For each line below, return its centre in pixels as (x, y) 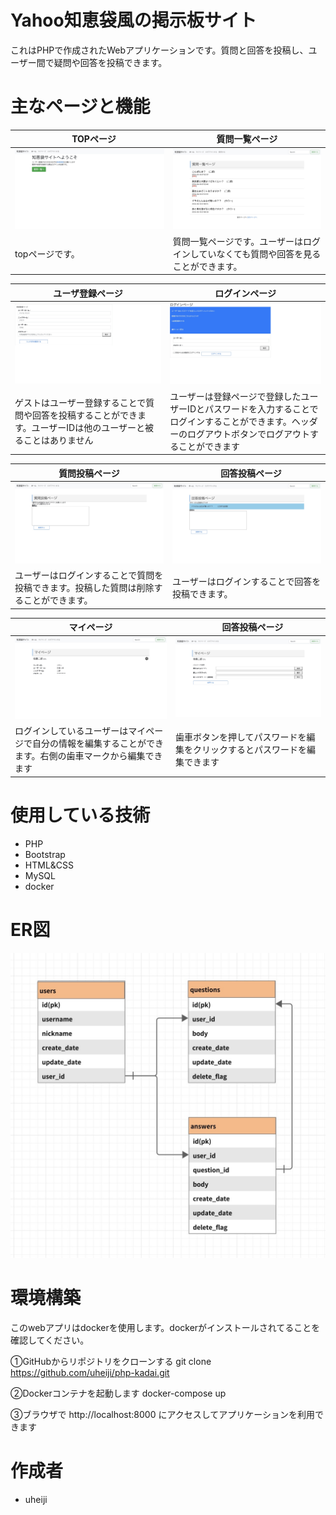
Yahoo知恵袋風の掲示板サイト (133, 20)
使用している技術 (80, 815)
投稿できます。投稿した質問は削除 (84, 588)
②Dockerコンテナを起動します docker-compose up (118, 1393)
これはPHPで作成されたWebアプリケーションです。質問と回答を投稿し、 (159, 50)
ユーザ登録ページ (88, 293)
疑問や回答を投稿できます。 (110, 62)
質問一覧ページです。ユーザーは (237, 241)
